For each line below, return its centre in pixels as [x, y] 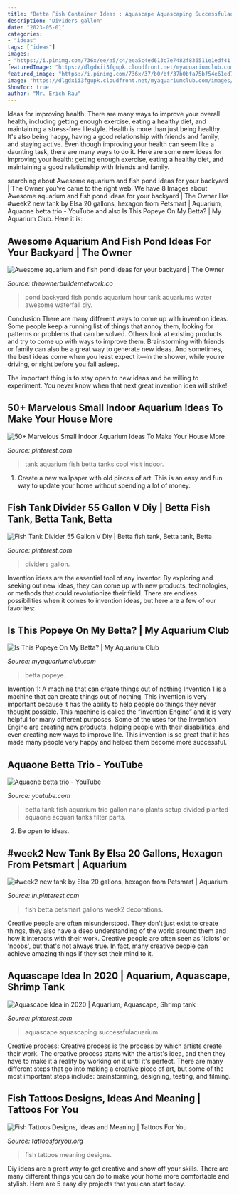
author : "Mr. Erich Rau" [44, 94]
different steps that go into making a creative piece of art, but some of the [116, 1069]
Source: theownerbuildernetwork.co [60, 283]
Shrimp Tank [36, 987]
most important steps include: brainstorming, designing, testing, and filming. [119, 1076]
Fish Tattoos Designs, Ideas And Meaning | [104, 1099]
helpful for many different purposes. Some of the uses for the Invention [112, 720]
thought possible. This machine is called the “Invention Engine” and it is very [119, 712]
